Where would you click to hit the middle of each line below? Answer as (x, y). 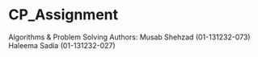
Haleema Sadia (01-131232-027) (62, 45)
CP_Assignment (63, 15)
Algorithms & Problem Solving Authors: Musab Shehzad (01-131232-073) (129, 37)
